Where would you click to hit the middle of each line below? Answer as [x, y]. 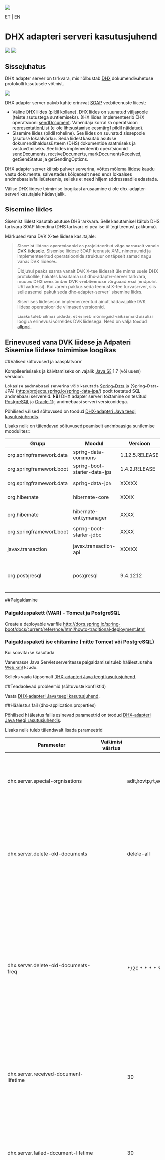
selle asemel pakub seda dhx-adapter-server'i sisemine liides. [80, 292]
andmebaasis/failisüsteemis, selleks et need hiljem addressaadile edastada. [82, 179]
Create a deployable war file [34, 624]
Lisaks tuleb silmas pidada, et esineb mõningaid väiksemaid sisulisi [85, 316]
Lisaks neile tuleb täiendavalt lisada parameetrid [54, 730]
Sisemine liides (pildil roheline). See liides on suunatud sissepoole [79, 133]
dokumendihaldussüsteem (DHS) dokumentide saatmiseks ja [74, 143]
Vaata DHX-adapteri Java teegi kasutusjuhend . [52, 696]
